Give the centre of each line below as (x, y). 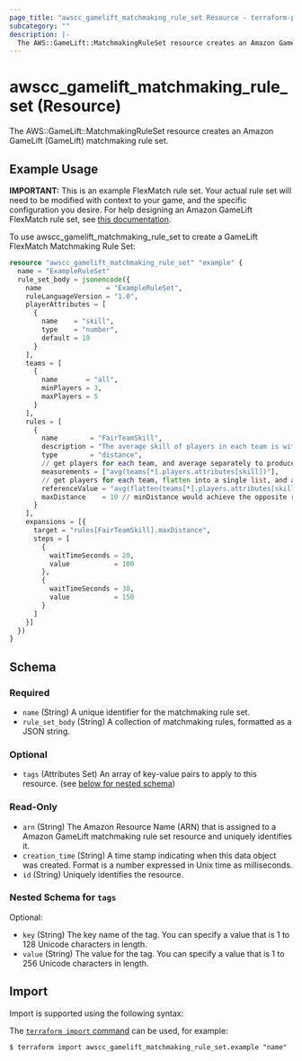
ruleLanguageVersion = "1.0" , (82, 296)
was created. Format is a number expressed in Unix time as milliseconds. (157, 865)
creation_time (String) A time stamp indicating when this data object (149, 855)
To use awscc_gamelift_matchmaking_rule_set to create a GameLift (133, 236)
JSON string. (46, 731)
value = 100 (92, 564)
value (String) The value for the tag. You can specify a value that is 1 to (153, 953)
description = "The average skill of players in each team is (160, 447)
